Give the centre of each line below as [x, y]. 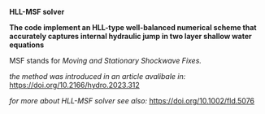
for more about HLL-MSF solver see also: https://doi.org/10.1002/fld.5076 [132, 101]
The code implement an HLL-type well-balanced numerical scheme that [133, 27]
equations [27, 45]
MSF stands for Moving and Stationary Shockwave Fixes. [106, 61]
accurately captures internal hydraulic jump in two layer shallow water [130, 36]
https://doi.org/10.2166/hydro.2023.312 [75, 85]
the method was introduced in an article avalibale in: [98, 76]
